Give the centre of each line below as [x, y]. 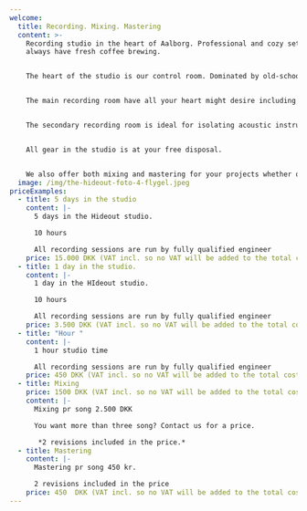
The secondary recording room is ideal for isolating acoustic [149, 125]
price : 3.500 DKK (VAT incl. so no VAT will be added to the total [157, 325]
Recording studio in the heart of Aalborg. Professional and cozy [155, 43]
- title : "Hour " [51, 333]
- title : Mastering [55, 451]
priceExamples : [38, 191]
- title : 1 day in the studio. [77, 266]
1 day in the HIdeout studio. [91, 284]
